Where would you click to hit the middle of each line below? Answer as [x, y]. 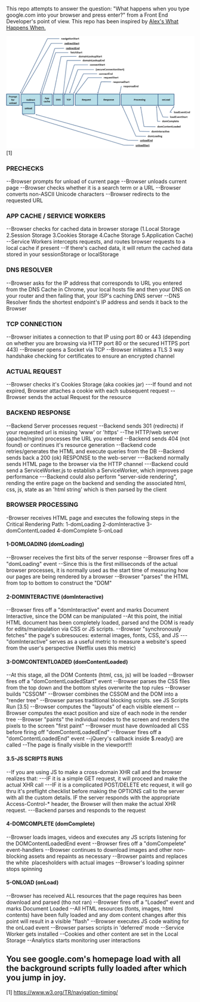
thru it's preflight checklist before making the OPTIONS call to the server [95, 791]
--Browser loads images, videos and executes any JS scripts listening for [96, 837]
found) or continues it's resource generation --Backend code [81, 444]
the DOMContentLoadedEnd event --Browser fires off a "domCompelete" [96, 843]
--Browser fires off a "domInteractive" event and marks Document [87, 610]
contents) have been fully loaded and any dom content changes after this [96, 915]
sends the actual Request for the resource [79, 397]
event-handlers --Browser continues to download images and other [89, 849]
